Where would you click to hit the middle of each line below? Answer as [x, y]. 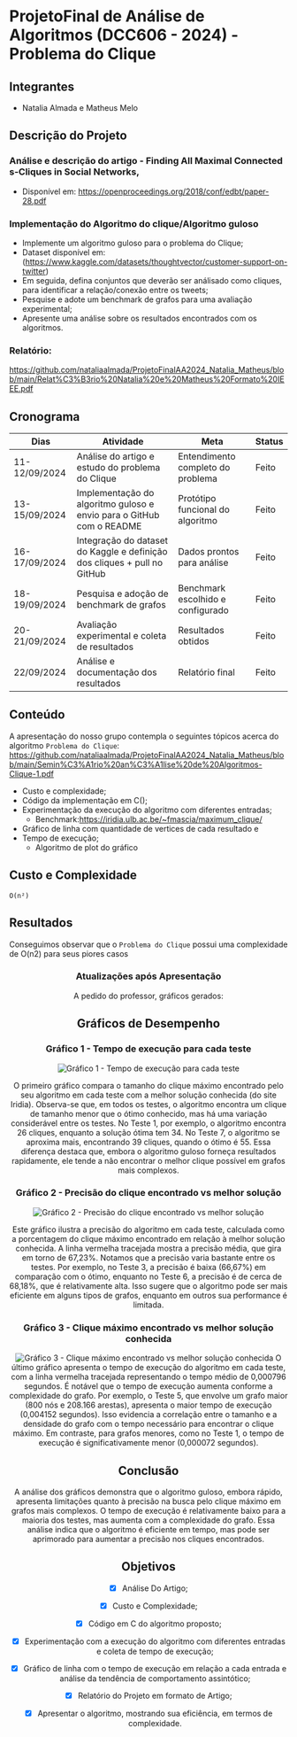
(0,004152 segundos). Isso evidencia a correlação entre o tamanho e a [148, 1415]
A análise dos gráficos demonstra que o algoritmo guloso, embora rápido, [148, 1492]
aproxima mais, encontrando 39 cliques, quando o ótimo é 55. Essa [148, 1142]
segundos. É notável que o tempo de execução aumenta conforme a [148, 1386]
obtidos [194, 641]
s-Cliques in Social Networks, [74, 172]
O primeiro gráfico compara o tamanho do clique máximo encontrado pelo [148, 1085]
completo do [204, 468]
